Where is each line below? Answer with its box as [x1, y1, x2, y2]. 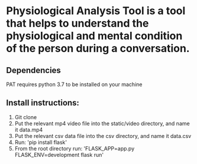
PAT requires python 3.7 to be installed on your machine [6, 81, 143, 88]
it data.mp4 [14, 126, 43, 133]
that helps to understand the [6, 17, 149, 30]
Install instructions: [6, 98, 80, 108]
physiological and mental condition [6, 29, 183, 42]
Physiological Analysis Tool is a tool [6, 4, 186, 18]
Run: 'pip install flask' [14, 139, 67, 146]
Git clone [14, 113, 37, 120]
